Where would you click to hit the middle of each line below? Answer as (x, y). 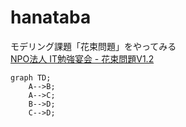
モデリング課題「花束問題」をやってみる (93, 46)
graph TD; (31, 77)
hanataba (51, 17)
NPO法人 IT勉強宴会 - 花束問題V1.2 (82, 58)
